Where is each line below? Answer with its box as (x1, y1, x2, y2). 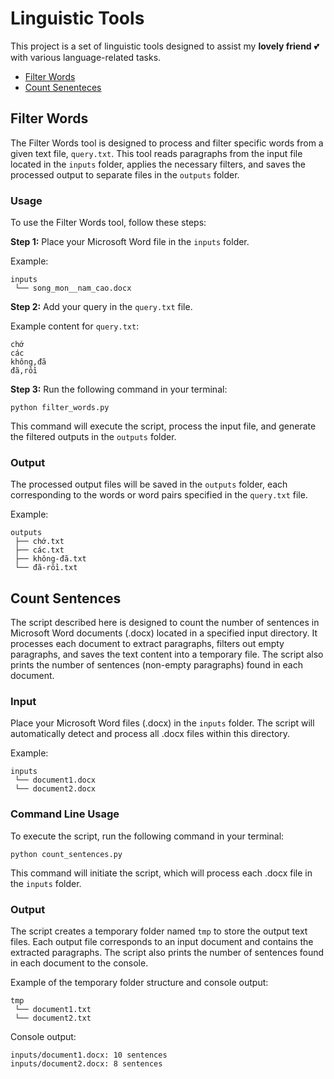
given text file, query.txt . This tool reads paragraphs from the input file (10, 147, 303, 159)
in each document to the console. (10, 957, 149, 969)
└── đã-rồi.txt (14, 563, 78, 573)
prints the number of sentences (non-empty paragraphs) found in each (10, 659, 303, 671)
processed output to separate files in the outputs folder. (10, 168, 240, 181)
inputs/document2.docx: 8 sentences (10, 1059, 163, 1069)
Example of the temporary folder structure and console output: (10, 977, 269, 989)
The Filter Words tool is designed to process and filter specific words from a (10, 137, 324, 149)
